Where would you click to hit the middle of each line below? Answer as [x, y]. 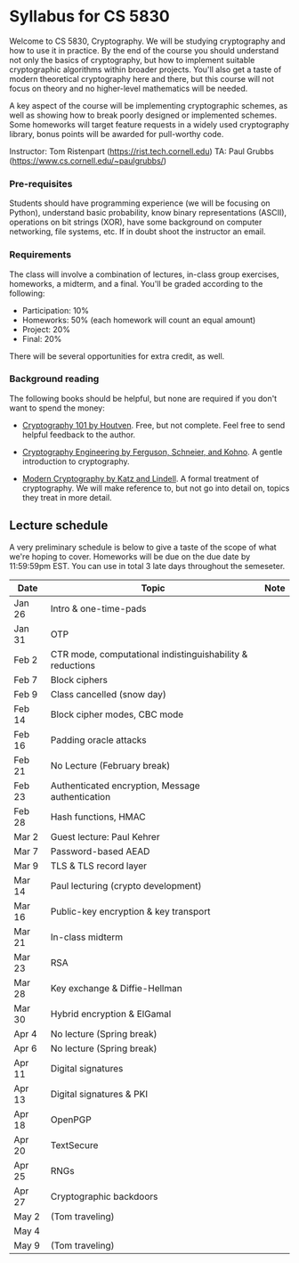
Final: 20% [42, 338]
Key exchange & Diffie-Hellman [116, 988]
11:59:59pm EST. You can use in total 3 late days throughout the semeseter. [147, 566]
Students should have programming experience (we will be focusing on [140, 203]
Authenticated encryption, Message [125, 786]
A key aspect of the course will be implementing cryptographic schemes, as [149, 105]
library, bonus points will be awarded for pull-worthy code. [117, 134]
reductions [73, 665]
